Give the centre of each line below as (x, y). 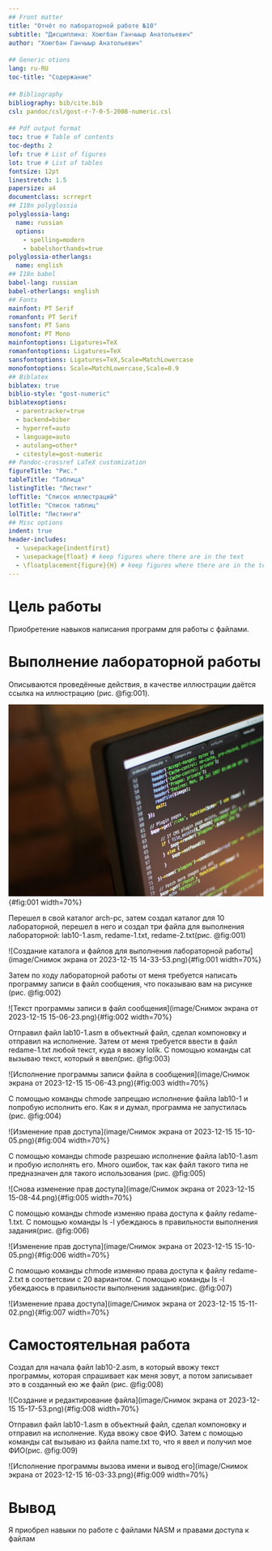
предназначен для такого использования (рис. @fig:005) (107, 1173)
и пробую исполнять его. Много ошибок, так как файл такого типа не (128, 1164)
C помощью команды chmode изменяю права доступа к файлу (118, 1213)
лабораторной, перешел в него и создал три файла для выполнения (126, 927)
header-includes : (38, 540)
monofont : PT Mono (39, 334)
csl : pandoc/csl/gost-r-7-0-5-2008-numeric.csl (90, 111)
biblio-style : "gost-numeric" (59, 394)
